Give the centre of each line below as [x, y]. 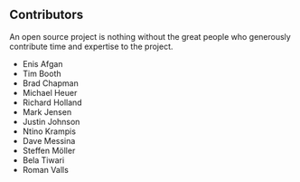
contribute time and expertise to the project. [91, 46]
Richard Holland [52, 102]
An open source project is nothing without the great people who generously [150, 36]
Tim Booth [42, 73]
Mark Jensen [47, 111]
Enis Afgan [42, 63]
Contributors [47, 15]
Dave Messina [49, 140]
